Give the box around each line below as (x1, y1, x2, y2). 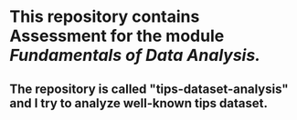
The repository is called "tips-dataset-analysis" (9, 81, 290, 96)
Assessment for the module (9, 25, 225, 46)
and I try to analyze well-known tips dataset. (9, 95, 268, 111)
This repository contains (9, 6, 200, 27)
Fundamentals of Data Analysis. (9, 45, 261, 65)
